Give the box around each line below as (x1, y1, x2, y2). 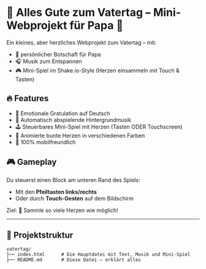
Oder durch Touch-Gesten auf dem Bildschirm (15, 194, 134, 202)
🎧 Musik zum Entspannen (15, 58, 82, 65)
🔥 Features (6, 93, 49, 104)
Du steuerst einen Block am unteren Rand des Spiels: (6, 176, 140, 183)
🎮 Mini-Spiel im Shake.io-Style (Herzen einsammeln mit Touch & (15, 67, 180, 74)
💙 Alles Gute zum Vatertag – (6, 6, 151, 20)
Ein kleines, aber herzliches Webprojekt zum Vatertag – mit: (6, 39, 157, 46)
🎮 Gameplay (6, 157, 57, 167)
